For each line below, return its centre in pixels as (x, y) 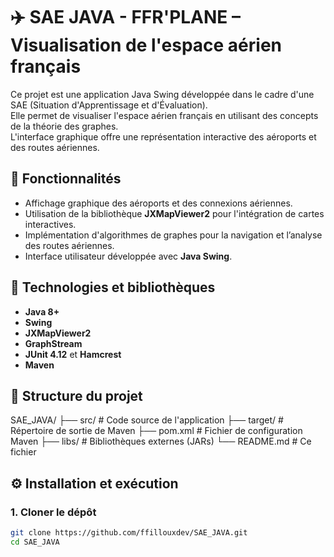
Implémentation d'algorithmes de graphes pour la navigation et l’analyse (173, 235)
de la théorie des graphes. (64, 126)
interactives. (50, 224)
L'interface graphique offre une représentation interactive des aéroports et (163, 136)
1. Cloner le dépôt (53, 512)
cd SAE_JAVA (35, 542)
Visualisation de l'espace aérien (146, 45)
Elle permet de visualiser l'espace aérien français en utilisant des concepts (164, 115)
